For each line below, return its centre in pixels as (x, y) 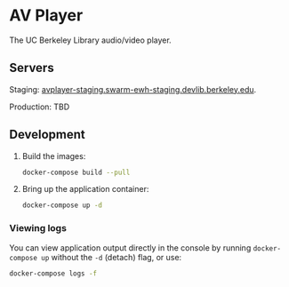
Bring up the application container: (85, 189)
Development (48, 135)
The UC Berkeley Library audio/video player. (90, 40)
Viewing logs (38, 228)
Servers (32, 68)
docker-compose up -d (62, 205)
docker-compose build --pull (76, 172)
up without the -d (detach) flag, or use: (112, 257)
